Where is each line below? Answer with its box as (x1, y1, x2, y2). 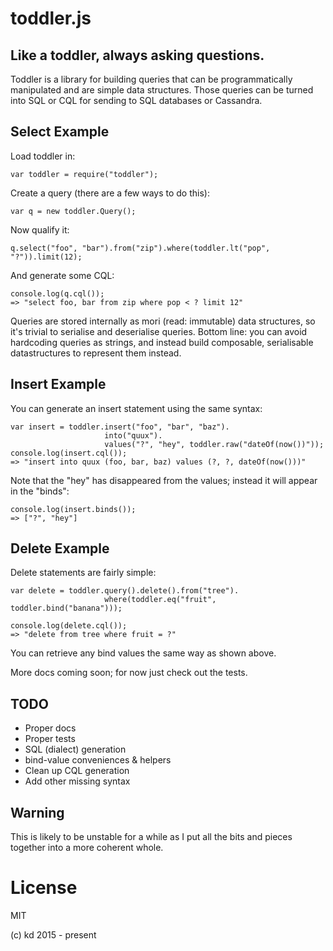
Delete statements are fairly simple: (10, 567, 157, 579)
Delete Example (10, 540, 110, 557)
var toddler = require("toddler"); (10, 169, 159, 179)
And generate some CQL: (10, 269, 115, 281)
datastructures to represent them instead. (10, 347, 182, 359)
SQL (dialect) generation (24, 743, 127, 756)
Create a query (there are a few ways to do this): (10, 187, 210, 199)
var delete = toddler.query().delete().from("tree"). (10, 586, 240, 596)
